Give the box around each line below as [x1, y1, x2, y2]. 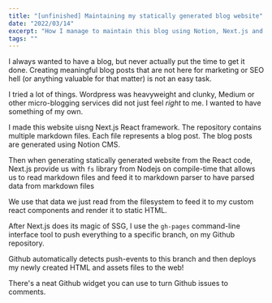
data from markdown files [8, 181, 95, 191]
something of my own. [8, 107, 84, 117]
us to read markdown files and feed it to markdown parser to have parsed [8, 173, 255, 182]
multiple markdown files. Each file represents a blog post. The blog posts [8, 131, 253, 141]
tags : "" [8, 34, 38, 43]
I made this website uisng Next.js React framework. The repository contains [8, 122, 262, 132]
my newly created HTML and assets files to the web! [8, 262, 184, 272]
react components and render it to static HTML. [8, 206, 168, 216]
